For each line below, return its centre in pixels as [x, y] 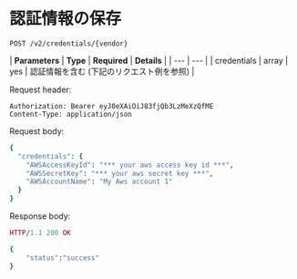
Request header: [41, 89]
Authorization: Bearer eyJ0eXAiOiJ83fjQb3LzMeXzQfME [112, 106]
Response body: [40, 216]
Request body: [37, 131]
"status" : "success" [63, 258]
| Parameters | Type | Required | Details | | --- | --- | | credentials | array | [149, 60]
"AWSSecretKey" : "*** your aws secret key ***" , [120, 173]
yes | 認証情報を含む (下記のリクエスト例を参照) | [102, 71]
